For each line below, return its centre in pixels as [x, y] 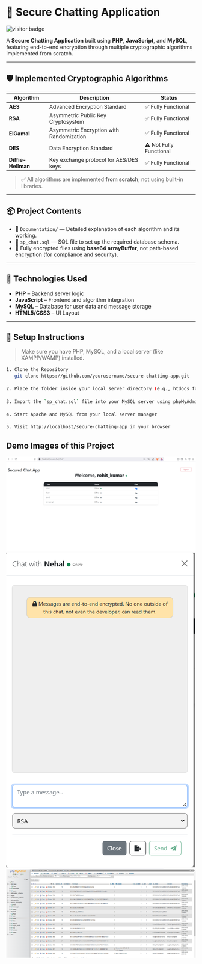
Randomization [68, 137]
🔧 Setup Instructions [45, 337]
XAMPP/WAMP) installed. [52, 358]
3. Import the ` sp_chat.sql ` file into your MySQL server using [88, 401]
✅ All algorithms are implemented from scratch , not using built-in [102, 179]
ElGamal [19, 133]
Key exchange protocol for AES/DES [94, 159]
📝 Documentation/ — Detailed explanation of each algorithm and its [97, 229]
